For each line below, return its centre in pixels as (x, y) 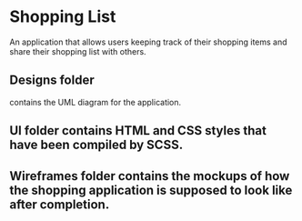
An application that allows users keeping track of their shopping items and (149, 42)
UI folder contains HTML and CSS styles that (138, 131)
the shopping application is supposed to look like (151, 190)
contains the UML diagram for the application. (96, 102)
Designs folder (52, 80)
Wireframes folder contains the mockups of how (150, 176)
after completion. (60, 204)
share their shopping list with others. (78, 51)
